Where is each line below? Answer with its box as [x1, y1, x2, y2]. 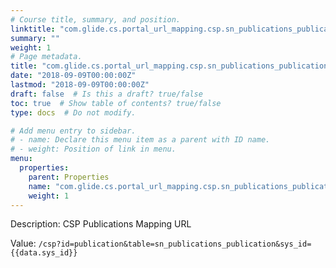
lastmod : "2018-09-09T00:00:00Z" [10, 80, 150, 90]
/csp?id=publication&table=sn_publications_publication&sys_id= [38, 239, 312, 250]
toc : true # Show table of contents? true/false [10, 98, 222, 108]
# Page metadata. [10, 52, 83, 62]
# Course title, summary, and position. [10, 14, 182, 25]
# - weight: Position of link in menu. [10, 144, 177, 155]
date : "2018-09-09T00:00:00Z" [10, 71, 137, 81]
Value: [10, 237, 37, 250]
